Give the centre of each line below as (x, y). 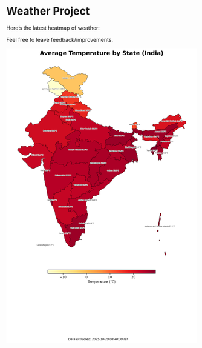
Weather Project (48, 11)
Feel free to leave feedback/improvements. (60, 39)
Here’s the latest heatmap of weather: (53, 28)
